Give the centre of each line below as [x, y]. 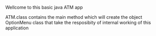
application [17, 28]
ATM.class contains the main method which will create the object [74, 17]
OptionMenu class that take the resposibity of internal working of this [78, 23]
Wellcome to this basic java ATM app [44, 7]
